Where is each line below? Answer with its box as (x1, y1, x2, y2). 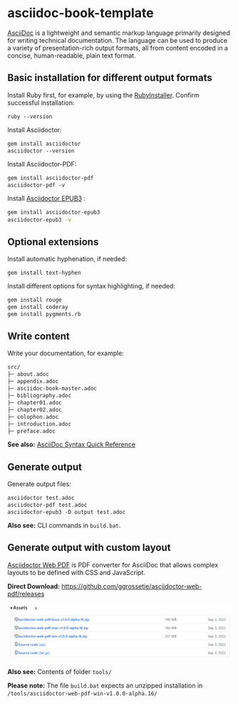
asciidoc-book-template (7, 5, 155, 21)
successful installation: (7, 98, 75, 107)
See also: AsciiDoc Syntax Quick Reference (7, 440, 136, 449)
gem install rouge (7, 297, 62, 304)
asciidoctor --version (7, 147, 75, 154)
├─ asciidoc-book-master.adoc (7, 385, 98, 392)
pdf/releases (7, 589, 45, 598)
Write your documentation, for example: (7, 349, 125, 357)
